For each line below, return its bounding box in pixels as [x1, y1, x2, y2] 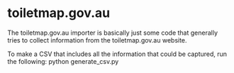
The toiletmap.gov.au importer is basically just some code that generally [7, 28, 218, 37]
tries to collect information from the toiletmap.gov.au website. [7, 35, 187, 44]
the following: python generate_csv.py [7, 57, 119, 65]
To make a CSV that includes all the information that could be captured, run [7, 50, 228, 58]
